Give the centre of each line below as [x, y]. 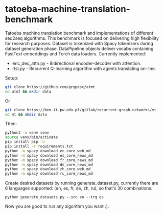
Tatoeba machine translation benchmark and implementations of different [79, 33]
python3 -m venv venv [27, 133]
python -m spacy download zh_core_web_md [48, 169]
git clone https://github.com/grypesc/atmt [50, 87]
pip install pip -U [25, 142]
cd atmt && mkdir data [28, 92]
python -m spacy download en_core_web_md [48, 151]
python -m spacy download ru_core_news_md [49, 174]
